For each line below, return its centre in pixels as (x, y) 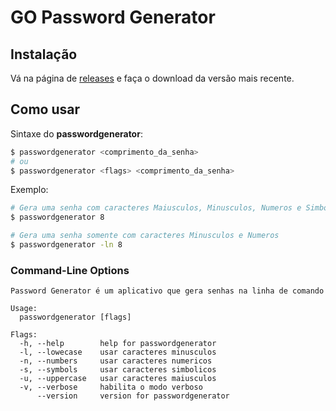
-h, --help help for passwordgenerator (118, 344)
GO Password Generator (113, 17)
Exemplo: (29, 190)
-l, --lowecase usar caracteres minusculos (118, 352)
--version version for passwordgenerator (133, 396)
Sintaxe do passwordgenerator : (76, 133)
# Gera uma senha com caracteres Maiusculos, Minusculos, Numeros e (156, 208)
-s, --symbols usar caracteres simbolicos (118, 370)
